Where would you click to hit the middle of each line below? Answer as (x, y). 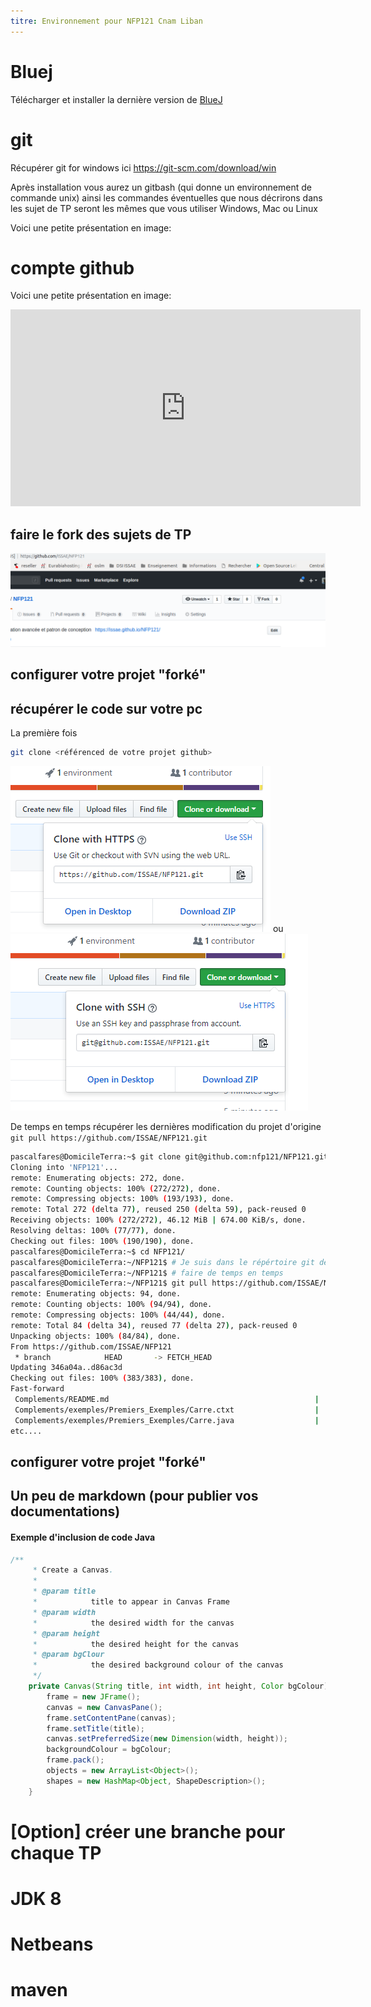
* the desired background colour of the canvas (158, 1665)
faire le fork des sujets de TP (101, 534)
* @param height (66, 1633)
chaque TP (56, 1852)
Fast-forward (37, 1389)
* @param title (64, 1591)
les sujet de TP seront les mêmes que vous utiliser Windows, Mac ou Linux (164, 208)
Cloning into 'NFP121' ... (64, 1167)
